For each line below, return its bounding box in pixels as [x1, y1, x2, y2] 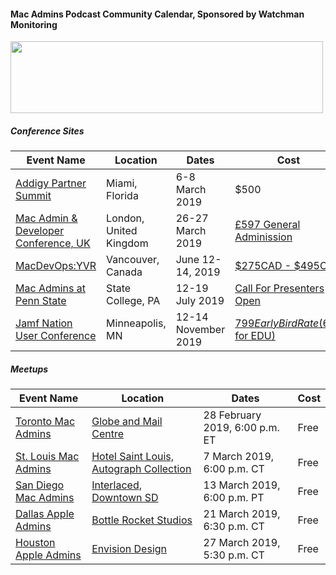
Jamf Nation [15, 316, 73, 330]
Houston [15, 536, 56, 550]
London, [106, 211, 145, 225]
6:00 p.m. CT [203, 462, 265, 476]
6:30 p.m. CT [203, 520, 265, 534]
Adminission [234, 230, 293, 244]
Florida [106, 189, 139, 203]
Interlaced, [91, 478, 143, 492]
